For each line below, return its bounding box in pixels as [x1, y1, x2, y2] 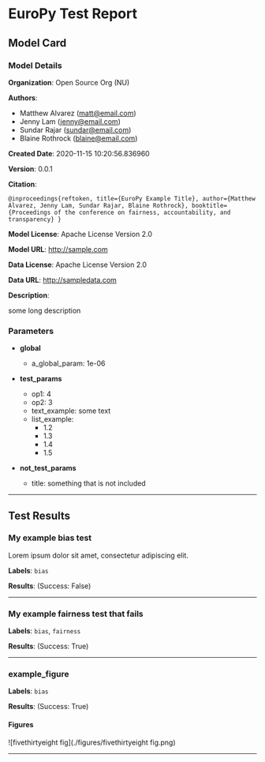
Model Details [8, 60, 62, 71]
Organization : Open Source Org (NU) [8, 77, 130, 87]
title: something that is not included [31, 479, 146, 488]
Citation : [8, 179, 37, 189]
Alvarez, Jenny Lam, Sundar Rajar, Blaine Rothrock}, [8, 201, 189, 209]
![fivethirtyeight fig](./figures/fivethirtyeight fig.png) [8, 738, 176, 747]
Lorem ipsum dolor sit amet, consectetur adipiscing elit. [8, 550, 189, 560]
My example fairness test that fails [8, 608, 144, 619]
